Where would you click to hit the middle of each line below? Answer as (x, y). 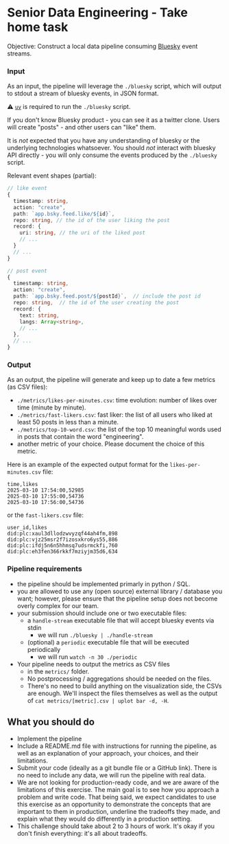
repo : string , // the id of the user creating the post (96, 303)
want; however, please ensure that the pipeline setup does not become (117, 599)
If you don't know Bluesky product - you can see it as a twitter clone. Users (113, 120)
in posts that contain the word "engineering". (80, 437)
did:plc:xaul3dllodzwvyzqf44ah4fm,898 (62, 534)
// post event (27, 271)
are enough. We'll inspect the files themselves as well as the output (122, 693)
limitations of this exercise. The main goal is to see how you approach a (118, 789)
